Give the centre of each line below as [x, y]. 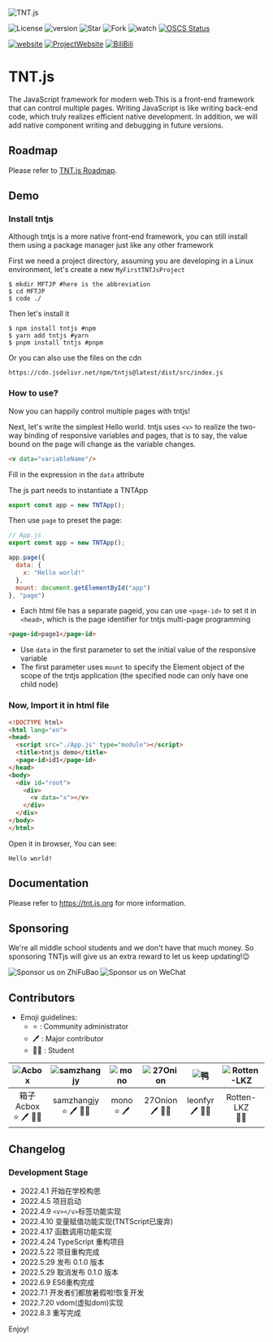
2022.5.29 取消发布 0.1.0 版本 [69, 1272]
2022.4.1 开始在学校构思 [61, 1191]
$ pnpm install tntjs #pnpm [56, 343]
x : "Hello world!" [54, 573]
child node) [39, 684]
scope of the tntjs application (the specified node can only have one [134, 676]
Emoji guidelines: [49, 1017]
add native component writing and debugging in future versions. [116, 125]
